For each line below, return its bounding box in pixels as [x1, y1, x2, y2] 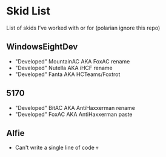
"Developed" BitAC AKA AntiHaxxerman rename [15, 104, 135, 111]
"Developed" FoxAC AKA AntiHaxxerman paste [15, 111, 133, 118]
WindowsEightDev [6, 42, 78, 52]
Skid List [6, 4, 50, 18]
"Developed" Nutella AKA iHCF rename [15, 64, 113, 71]
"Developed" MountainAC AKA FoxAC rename [15, 57, 130, 65]
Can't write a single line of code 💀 [15, 144, 99, 152]
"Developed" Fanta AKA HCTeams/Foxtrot [15, 71, 121, 78]
